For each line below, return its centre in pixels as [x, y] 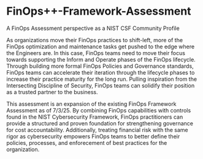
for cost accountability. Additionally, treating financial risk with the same [97, 130]
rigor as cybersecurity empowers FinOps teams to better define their [93, 136]
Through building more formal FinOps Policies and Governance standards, [100, 66]
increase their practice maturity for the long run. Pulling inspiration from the [102, 79]
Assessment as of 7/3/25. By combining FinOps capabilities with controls [99, 110]
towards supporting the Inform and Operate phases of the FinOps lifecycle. [101, 59]
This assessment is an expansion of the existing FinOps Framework [91, 104]
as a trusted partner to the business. [52, 92]
